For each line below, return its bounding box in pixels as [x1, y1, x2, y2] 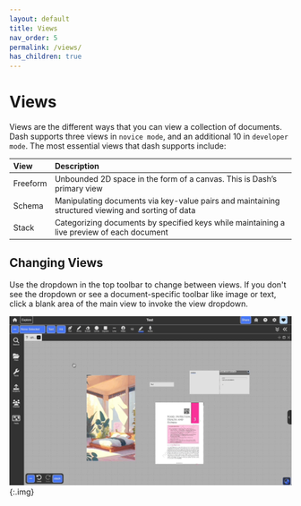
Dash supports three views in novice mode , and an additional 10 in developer [9, 131, 288, 142]
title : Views [9, 23, 58, 33]
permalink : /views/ [9, 43, 82, 52]
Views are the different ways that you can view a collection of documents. [9, 122, 282, 133]
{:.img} [9, 486, 35, 497]
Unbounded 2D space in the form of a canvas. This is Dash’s [55, 173, 278, 184]
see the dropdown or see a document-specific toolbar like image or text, [9, 288, 277, 299]
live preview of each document [55, 227, 168, 237]
